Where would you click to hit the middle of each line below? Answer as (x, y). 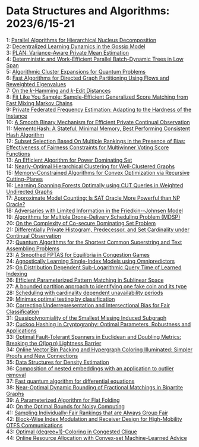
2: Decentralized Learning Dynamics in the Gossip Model (76, 46)
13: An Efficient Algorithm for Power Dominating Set (69, 160)
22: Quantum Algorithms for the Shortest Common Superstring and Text (94, 242)
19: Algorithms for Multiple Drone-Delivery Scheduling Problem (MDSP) (93, 217)
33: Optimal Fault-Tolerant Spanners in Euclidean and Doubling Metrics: (94, 336)
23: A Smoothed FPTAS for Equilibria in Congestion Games (78, 254)
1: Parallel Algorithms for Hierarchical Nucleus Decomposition (81, 40)
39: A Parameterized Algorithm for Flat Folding (63, 400)
